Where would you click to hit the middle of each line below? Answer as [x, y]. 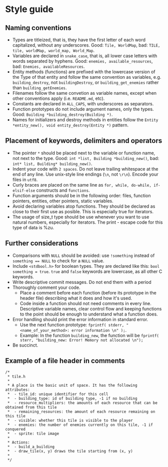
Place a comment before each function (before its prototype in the [88, 292]
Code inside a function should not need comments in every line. [85, 303]
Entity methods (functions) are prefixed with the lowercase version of [84, 72]
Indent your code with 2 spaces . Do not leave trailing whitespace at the [85, 169]
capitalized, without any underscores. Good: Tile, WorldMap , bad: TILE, [86, 45]
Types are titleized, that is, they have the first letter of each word [79, 40]
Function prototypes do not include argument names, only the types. [83, 109]
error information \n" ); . [99, 330]
